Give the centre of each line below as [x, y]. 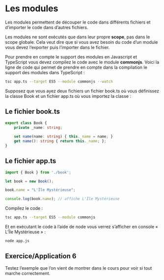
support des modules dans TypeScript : [45, 72]
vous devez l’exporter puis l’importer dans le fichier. [57, 47]
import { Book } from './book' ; [38, 172]
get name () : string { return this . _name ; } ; [60, 141]
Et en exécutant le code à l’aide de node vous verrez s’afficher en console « [82, 227]
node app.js [17, 241]
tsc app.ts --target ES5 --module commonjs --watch [59, 82]
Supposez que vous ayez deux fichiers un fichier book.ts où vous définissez [82, 91]
